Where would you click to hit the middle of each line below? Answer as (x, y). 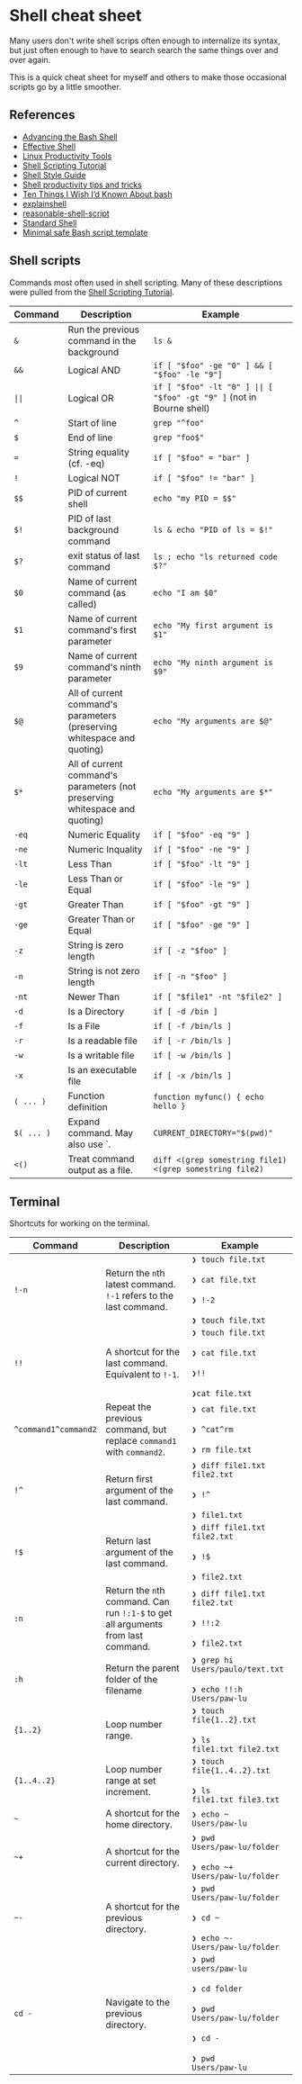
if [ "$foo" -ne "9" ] (202, 849)
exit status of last (104, 555)
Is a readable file (102, 1041)
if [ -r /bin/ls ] (192, 1040)
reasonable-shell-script (66, 213)
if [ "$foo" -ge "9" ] (202, 925)
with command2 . (136, 1452)
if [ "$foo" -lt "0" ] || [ (213, 387)
